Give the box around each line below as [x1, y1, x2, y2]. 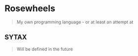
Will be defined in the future [16, 46, 73, 52]
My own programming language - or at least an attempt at [16, 19, 134, 25]
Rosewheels [4, 3, 56, 14]
